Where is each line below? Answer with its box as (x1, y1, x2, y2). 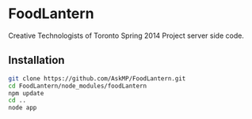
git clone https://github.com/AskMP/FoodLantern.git (8, 74, 186, 83)
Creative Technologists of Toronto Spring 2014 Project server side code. (8, 31, 244, 40)
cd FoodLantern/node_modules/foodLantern (8, 82, 147, 90)
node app (8, 104, 37, 112)
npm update (8, 89, 44, 97)
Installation (8, 54, 65, 67)
